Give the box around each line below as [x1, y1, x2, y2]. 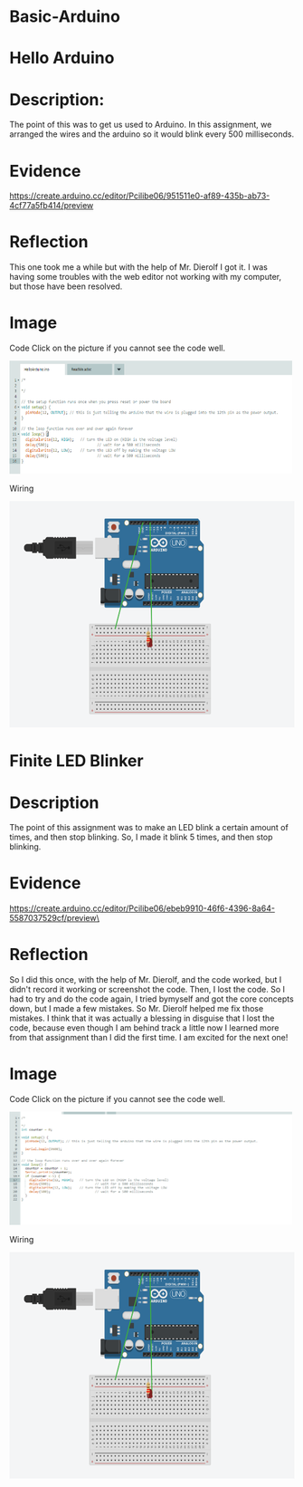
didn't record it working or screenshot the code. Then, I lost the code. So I [9, 984, 286, 995]
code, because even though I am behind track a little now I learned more [9, 1022, 279, 1033]
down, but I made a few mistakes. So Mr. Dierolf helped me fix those [9, 1003, 264, 1014]
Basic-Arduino [9, 6, 120, 27]
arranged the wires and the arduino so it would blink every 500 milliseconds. [9, 129, 295, 139]
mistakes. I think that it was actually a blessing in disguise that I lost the [9, 1012, 275, 1024]
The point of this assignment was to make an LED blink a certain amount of [9, 822, 289, 833]
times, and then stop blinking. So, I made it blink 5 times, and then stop [9, 831, 273, 843]
